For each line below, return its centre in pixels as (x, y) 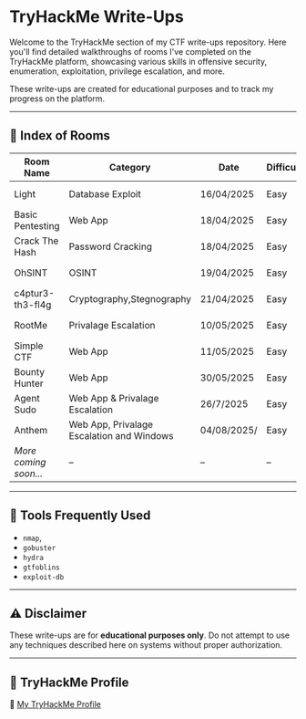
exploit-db (43, 577)
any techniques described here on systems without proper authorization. (146, 645)
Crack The (36, 241)
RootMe (31, 325)
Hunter (29, 383)
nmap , (32, 537)
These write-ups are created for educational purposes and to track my (142, 89)
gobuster (39, 548)
